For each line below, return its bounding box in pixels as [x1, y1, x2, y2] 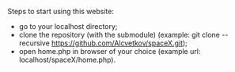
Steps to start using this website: [7, 7, 114, 16]
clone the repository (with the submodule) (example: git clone [18, 31, 221, 39]
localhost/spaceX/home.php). [18, 55, 116, 64]
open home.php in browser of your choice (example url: [18, 47, 201, 56]
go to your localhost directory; [18, 22, 118, 31]
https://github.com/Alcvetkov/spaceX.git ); [51, 38, 188, 48]
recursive [18, 38, 51, 48]
